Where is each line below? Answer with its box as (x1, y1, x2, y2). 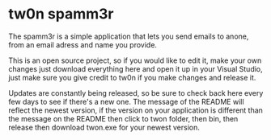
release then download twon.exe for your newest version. (8, 122, 200, 132)
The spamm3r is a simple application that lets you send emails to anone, (8, 31, 249, 41)
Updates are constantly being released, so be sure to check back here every (8, 88, 264, 97)
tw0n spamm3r (8, 5, 115, 23)
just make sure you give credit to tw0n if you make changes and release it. (8, 72, 256, 82)
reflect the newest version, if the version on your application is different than (8, 105, 263, 115)
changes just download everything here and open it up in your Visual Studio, (8, 64, 263, 73)
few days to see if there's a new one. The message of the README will (8, 97, 244, 106)
